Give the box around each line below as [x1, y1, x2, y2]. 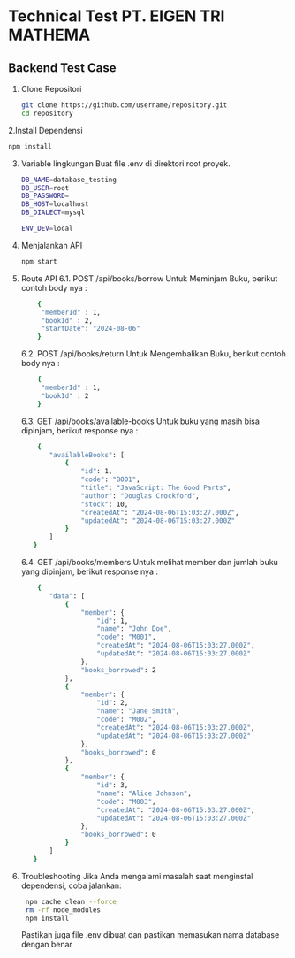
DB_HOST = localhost [20, 200, 89, 209]
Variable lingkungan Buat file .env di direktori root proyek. [20, 157, 231, 169]
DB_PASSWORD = [20, 192, 70, 201]
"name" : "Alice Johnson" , [95, 789, 192, 798]
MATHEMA [8, 25, 91, 45]
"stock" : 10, [80, 500, 129, 509]
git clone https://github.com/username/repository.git [20, 101, 228, 110]
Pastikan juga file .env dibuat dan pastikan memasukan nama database [20, 930, 280, 940]
